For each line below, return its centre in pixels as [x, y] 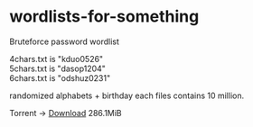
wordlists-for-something [104, 17]
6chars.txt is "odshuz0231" [60, 77]
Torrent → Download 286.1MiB [66, 113]
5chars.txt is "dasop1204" [58, 68]
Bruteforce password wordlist [65, 41]
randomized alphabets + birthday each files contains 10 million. [127, 95]
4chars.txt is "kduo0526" [56, 59]
